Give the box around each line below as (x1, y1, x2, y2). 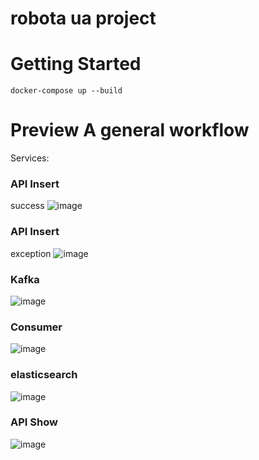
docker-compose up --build (10, 86, 123, 96)
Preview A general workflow (10, 119, 250, 142)
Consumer (10, 320, 63, 334)
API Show (10, 415, 58, 429)
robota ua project (10, 7, 157, 30)
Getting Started (10, 53, 142, 76)
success (10, 200, 45, 212)
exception (10, 247, 52, 259)
